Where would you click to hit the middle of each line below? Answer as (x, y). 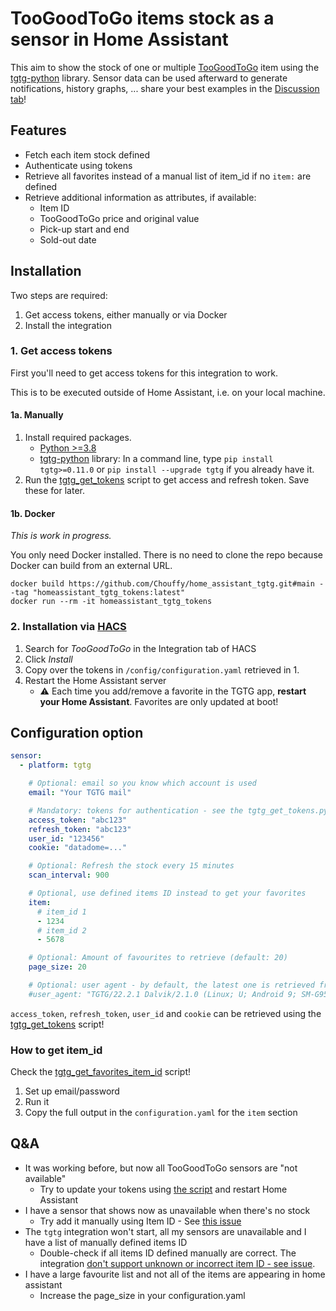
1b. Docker (33, 513)
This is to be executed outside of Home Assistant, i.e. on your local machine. (168, 392)
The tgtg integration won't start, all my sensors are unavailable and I (165, 1231)
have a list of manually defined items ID (106, 1242)
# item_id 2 (61, 930)
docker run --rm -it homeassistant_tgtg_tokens (111, 602)
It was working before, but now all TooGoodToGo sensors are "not (161, 1168)
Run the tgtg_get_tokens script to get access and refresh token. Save (167, 480)
